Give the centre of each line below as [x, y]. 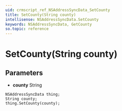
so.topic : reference [27, 29]
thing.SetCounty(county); [33, 103]
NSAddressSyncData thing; [33, 95]
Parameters [24, 73]
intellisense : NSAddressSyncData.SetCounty [52, 19]
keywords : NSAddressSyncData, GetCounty [49, 24]
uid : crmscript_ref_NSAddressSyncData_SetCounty [58, 10]
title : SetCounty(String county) [41, 15]
